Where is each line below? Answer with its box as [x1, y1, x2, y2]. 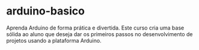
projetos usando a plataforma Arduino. [6, 37, 102, 44]
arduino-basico [6, 4, 85, 18]
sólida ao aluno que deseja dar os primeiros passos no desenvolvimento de [6, 30, 193, 37]
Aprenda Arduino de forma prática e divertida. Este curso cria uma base [6, 24, 185, 31]
